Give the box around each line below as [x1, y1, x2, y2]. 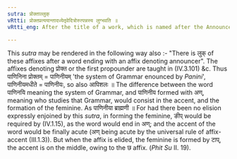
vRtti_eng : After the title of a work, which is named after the [7, 23, 203, 30]
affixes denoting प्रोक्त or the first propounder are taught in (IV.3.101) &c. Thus [7, 64, 228, 73]
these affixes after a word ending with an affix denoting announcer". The [7, 57, 219, 66]
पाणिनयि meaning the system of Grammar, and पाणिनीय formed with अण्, [7, 88, 205, 97]
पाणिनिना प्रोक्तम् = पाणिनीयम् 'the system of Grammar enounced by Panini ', [7, 72, 206, 81]
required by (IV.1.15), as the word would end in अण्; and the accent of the [7, 119, 217, 128]
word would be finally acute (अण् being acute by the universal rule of [7, 128, 205, 136]
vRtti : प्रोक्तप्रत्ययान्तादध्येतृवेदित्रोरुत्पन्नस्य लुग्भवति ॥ [7, 17, 119, 24]
